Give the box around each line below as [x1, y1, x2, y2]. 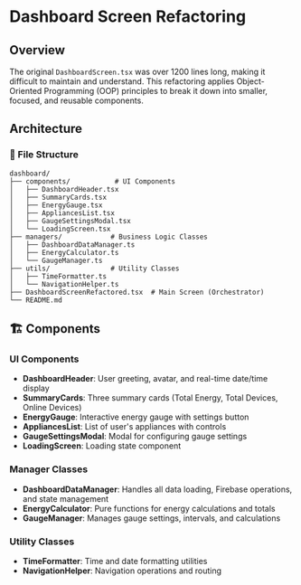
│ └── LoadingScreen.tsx [9, 224, 111, 233]
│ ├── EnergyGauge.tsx [9, 201, 103, 210]
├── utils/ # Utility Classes [9, 264, 180, 273]
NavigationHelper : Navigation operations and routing [22, 565, 222, 576]
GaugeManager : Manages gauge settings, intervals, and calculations [22, 513, 281, 524]
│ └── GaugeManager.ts [9, 256, 103, 265]
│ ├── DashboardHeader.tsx [9, 184, 119, 193]
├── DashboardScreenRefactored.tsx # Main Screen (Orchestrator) [9, 288, 265, 297]
